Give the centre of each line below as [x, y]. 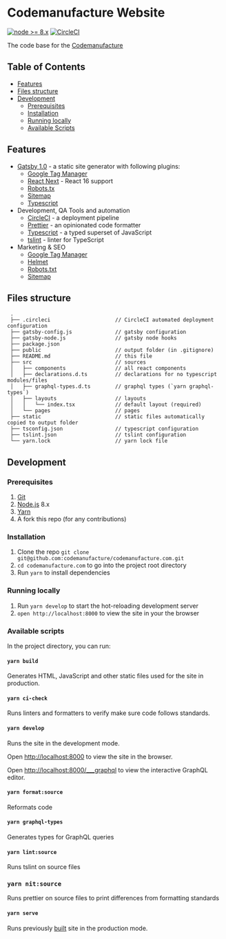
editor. [16, 777]
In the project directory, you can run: [59, 646]
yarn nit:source [34, 884]
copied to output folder [43, 423]
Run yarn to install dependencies [63, 573]
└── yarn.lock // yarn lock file [89, 441]
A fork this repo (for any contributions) [72, 519]
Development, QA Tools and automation [73, 210]
